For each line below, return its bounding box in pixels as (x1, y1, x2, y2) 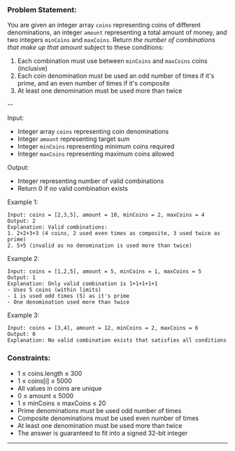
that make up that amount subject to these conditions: (7, 43, 164, 52)
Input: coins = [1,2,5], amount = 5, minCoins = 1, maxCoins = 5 (7, 268, 201, 275)
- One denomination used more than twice (7, 299, 130, 306)
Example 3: (7, 311, 40, 320)
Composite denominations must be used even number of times (17, 414, 199, 422)
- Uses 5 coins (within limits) (7, 286, 101, 294)
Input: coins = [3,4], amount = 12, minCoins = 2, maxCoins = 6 (7, 325, 199, 332)
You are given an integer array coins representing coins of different (7, 21, 201, 29)
